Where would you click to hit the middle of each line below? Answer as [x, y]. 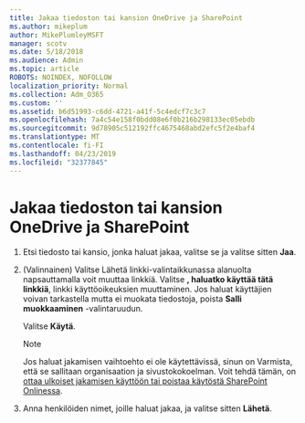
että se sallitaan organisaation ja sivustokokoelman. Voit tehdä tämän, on [159, 372]
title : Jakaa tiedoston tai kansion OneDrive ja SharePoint [126, 18]
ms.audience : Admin [47, 60]
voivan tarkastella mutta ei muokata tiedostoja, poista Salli [132, 299]
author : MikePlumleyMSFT [57, 35]
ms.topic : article [44, 69]
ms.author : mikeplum [49, 26]
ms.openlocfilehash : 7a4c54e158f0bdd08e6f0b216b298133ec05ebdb [132, 120]
